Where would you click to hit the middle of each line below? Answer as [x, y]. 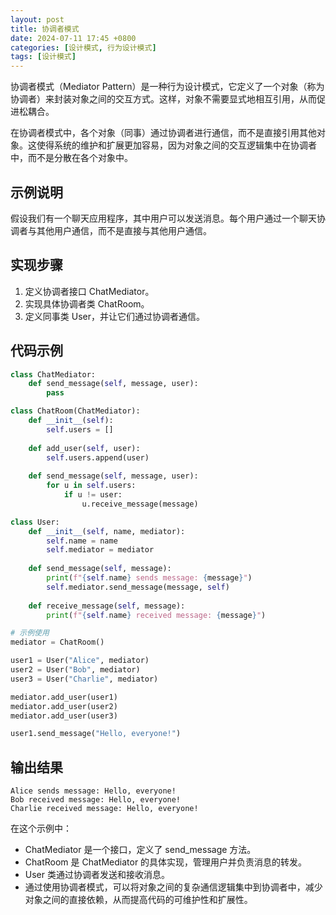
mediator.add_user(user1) [64, 697]
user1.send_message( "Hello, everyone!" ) [96, 734]
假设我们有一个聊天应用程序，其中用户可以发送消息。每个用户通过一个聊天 [163, 218]
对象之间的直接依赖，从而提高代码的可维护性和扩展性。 [138, 900]
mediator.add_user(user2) [64, 706]
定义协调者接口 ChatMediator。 [89, 291]
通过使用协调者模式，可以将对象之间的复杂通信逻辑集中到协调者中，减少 [173, 887]
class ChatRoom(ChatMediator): [75, 411]
